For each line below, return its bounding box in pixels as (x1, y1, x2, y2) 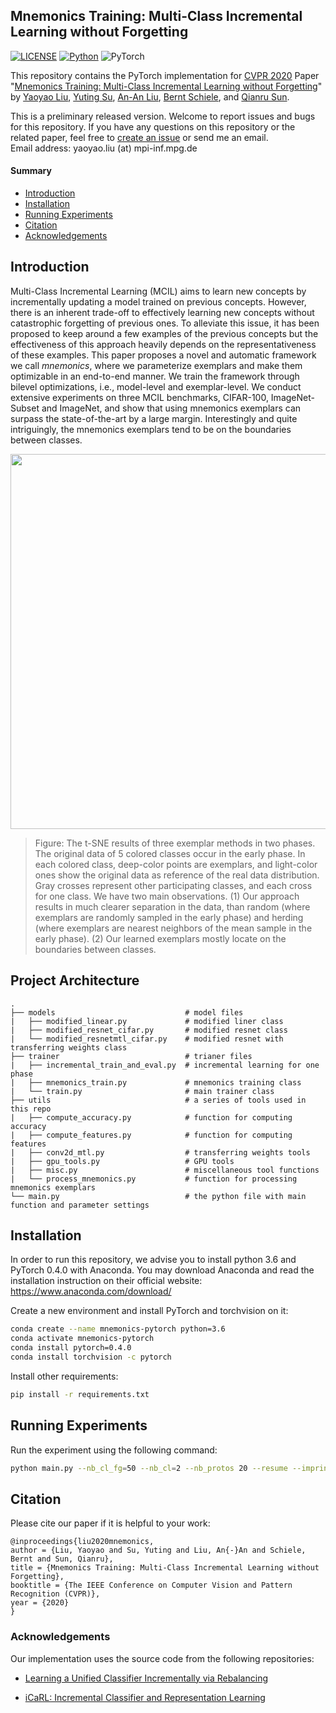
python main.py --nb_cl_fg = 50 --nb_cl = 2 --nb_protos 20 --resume (10, 1463, 288, 1473)
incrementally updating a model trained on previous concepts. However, (10, 295, 307, 308)
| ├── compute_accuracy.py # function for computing (10, 1112, 293, 1123)
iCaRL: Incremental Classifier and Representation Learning (24, 1691, 266, 1703)
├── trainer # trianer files (10, 1051, 253, 1061)
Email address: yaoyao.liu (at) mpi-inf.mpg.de (10, 142, 198, 154)
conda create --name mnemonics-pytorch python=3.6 (10, 1324, 226, 1334)
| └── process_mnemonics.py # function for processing (10, 1174, 298, 1184)
